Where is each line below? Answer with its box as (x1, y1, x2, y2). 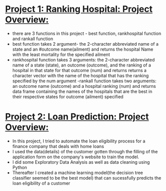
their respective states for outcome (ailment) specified (12, 93, 124, 100)
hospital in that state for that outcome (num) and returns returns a (12, 67, 147, 73)
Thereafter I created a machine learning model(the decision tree (12, 170, 143, 176)
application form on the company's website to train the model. (12, 154, 140, 160)
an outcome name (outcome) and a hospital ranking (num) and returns (12, 83, 156, 89)
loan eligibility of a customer (12, 180, 70, 186)
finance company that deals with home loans (12, 143, 104, 149)
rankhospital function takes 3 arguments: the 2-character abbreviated (12, 57, 155, 63)
